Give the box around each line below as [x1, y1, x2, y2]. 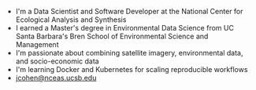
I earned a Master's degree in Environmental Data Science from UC [15, 23, 235, 32]
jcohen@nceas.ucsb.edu [15, 74, 97, 82]
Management [15, 40, 59, 49]
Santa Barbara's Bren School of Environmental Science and [15, 31, 209, 41]
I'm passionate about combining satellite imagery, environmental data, [15, 49, 243, 57]
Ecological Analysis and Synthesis [15, 15, 127, 24]
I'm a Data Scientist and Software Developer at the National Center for [15, 7, 243, 16]
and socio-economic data [15, 56, 100, 66]
